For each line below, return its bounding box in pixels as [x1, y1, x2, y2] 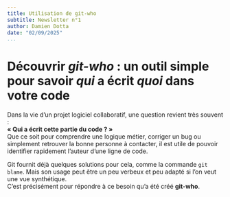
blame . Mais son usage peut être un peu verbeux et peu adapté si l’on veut [7, 167, 217, 176]
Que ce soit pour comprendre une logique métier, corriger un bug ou [7, 132, 201, 141]
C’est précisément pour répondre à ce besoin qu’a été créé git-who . [7, 183, 200, 191]
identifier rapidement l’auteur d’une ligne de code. [7, 147, 148, 155]
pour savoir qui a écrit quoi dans [7, 73, 194, 89]
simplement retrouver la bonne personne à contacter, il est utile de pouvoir [7, 140, 218, 148]
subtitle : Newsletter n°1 [7, 16, 81, 23]
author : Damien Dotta [7, 23, 69, 30]
